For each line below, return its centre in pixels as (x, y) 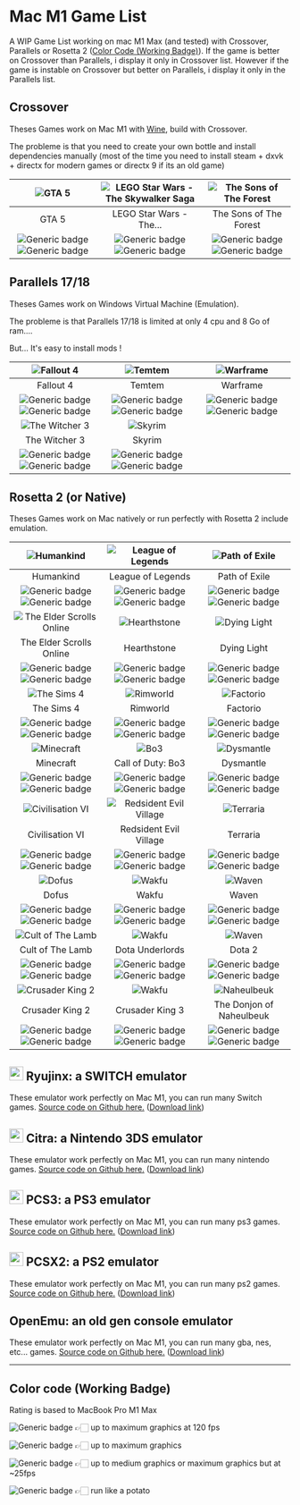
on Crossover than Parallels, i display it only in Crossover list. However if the (149, 60)
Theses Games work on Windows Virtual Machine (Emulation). (124, 304)
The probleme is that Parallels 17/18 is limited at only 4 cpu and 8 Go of (140, 321)
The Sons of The (248, 214)
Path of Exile (244, 577)
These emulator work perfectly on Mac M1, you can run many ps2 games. (145, 1283)
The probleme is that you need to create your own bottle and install (133, 146)
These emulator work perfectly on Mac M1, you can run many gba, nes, (141, 1342)
